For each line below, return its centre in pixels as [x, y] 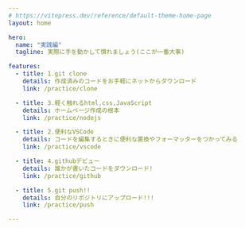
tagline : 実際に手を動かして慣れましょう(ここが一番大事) [100, 52]
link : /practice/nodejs [62, 118]
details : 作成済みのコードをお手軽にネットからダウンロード [110, 81]
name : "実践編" [39, 44]
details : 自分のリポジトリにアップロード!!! [88, 198]
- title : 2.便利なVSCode [54, 132]
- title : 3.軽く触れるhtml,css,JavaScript [84, 103]
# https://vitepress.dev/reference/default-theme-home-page [110, 15]
